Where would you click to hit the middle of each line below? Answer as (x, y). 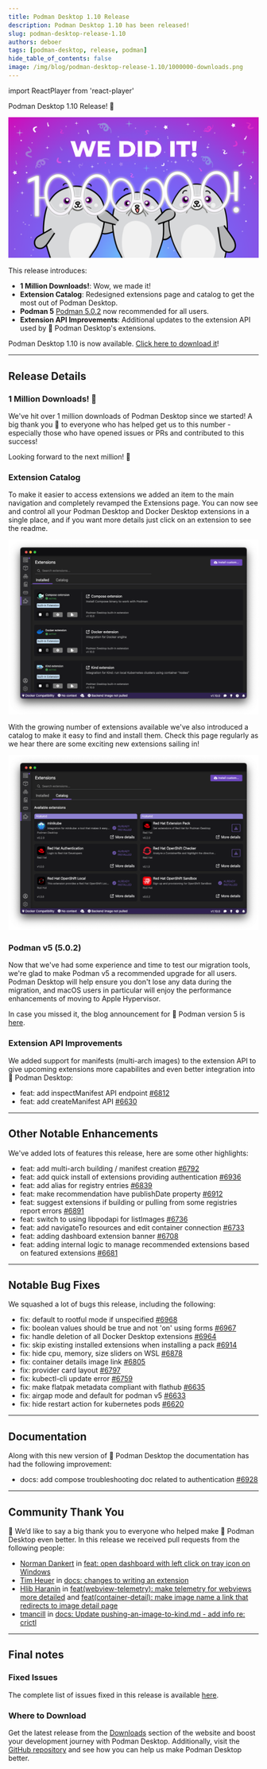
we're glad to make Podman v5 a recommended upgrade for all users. (122, 974)
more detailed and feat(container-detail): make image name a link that (134, 1597)
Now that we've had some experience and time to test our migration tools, (129, 965)
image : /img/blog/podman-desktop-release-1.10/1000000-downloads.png (126, 68)
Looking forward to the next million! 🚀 (70, 457)
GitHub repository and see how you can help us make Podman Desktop (125, 1750)
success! (23, 442)
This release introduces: (48, 271)
